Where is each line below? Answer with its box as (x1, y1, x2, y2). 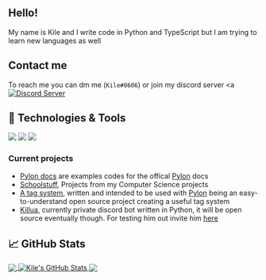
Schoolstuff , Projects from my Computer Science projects (19, 179, 209, 189)
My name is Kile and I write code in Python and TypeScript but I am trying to (8, 27, 257, 36)
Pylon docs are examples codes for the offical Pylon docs (19, 171, 209, 181)
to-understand (19, 196, 67, 205)
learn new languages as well (8, 36, 102, 45)
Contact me (8, 59, 67, 72)
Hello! (8, 6, 38, 20)
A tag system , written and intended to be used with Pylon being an (19, 188, 238, 198)
